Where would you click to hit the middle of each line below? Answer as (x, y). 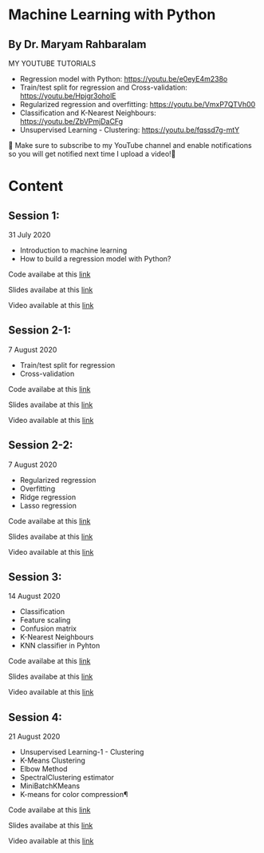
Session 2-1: (40, 331)
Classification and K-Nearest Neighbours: (88, 113)
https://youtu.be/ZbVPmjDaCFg (71, 121)
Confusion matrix (48, 628)
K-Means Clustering (53, 760)
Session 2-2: (41, 445)
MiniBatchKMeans (50, 786)
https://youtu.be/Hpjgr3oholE (68, 96)
